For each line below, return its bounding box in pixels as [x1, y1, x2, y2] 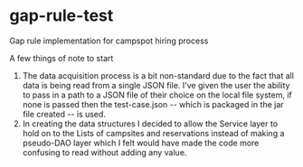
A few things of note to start [9, 52, 114, 63]
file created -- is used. [22, 108, 107, 119]
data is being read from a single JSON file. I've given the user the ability [22, 79, 290, 90]
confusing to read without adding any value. [22, 146, 187, 158]
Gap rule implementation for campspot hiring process [9, 35, 209, 46]
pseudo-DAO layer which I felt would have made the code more [22, 137, 260, 148]
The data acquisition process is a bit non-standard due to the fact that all [22, 70, 294, 81]
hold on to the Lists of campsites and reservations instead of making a [22, 127, 285, 138]
